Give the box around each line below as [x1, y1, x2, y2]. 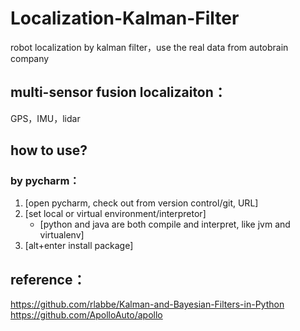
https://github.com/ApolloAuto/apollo [10, 309, 163, 321]
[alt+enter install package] [24, 240, 134, 252]
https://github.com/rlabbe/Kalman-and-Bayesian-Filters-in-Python [10, 298, 285, 311]
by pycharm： [10, 174, 80, 188]
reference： [10, 271, 87, 288]
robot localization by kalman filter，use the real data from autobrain [10, 41, 289, 53]
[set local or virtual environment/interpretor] [24, 208, 207, 220]
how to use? [10, 142, 88, 159]
